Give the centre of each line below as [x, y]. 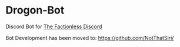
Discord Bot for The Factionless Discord [54, 26]
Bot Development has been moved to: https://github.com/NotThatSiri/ [90, 38]
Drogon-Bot [35, 10]
